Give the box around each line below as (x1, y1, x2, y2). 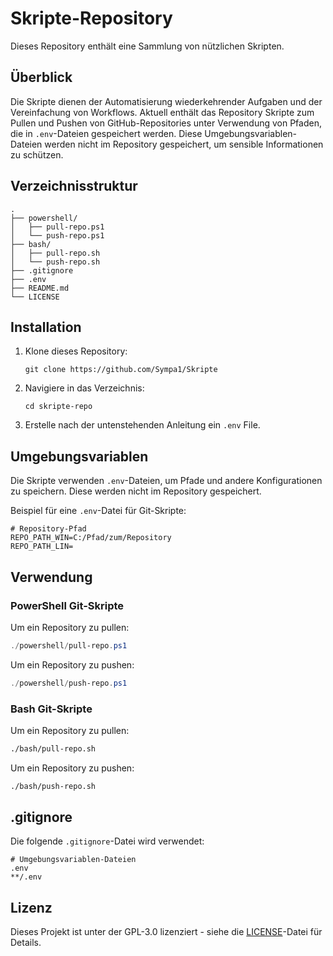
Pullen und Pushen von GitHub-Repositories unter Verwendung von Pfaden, (10, 117, 322, 129)
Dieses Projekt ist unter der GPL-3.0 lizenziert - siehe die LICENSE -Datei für (10, 926, 323, 938)
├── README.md (10, 283, 70, 293)
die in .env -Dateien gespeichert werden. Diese (10, 127, 203, 139)
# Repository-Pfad (10, 524, 87, 534)
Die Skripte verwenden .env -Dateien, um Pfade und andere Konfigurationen (10, 475, 323, 487)
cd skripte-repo (24, 402, 93, 412)
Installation (10, 318, 82, 336)
